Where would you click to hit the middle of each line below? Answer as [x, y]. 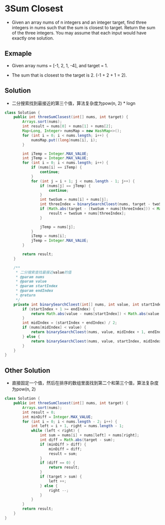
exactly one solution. [33, 38]
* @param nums [30, 277]
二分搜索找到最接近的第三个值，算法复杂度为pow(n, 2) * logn [74, 103]
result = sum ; [63, 454]
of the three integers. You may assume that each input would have [79, 33]
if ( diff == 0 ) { [58, 463]
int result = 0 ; [39, 412]
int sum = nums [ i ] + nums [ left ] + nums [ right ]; [89, 436]
